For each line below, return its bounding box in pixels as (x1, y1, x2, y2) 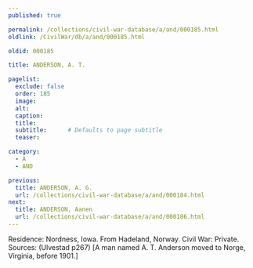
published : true (8, 11, 61, 20)
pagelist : (8, 75, 41, 83)
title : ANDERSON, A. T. (8, 61, 86, 69)
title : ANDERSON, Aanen (15, 205, 92, 214)
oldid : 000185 (8, 47, 55, 55)
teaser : (15, 134, 41, 142)
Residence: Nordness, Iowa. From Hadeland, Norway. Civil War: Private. (8, 234, 240, 244)
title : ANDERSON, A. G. (15, 183, 92, 192)
